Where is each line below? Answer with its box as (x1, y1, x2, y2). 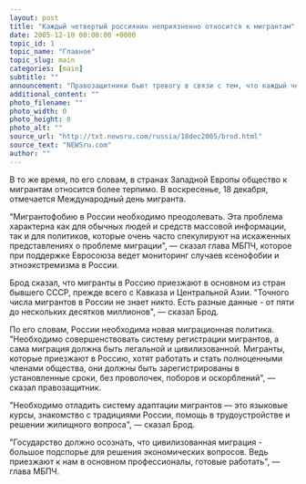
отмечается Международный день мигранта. (9, 193, 187, 204)
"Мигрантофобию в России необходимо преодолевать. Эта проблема (9, 211, 283, 221)
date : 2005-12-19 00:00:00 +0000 (9, 30, 137, 39)
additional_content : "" (9, 89, 100, 98)
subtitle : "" (9, 73, 59, 82)
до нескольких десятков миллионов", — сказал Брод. (9, 306, 219, 317)
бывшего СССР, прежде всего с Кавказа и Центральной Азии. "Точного (9, 286, 290, 297)
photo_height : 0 (9, 115, 71, 124)
